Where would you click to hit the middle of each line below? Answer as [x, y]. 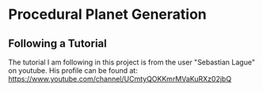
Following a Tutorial [57, 44]
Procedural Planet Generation [108, 15]
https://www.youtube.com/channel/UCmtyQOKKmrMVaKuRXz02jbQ [120, 79]
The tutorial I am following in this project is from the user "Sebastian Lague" [132, 62]
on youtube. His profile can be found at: [73, 71]
